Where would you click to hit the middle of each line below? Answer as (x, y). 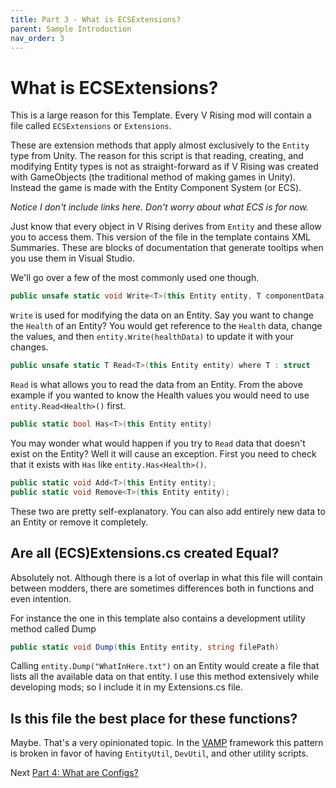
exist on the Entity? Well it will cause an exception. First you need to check (163, 453)
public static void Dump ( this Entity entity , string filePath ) (145, 647)
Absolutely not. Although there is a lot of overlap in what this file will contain (166, 577)
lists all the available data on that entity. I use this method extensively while (165, 677)
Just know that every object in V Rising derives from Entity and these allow (166, 227)
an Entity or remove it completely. (79, 522)
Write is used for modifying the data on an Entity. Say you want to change (162, 315)
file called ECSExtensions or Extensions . (91, 126)
